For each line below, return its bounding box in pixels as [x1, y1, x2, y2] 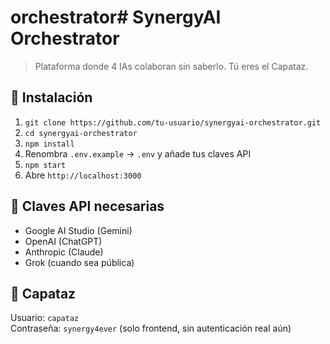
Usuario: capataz [10, 312, 80, 324]
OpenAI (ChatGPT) [24, 235, 103, 247]
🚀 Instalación [10, 89, 93, 106]
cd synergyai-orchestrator [24, 128, 138, 138]
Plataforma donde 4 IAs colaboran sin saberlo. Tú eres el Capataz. [34, 60, 309, 72]
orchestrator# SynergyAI [10, 6, 222, 29]
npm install [24, 139, 75, 149]
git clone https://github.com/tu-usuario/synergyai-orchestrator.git [24, 117, 322, 128]
